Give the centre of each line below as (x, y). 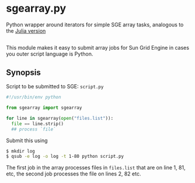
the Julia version (26, 30)
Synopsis (23, 72)
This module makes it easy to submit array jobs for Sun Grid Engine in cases (98, 48)
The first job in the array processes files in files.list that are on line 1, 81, (96, 168)
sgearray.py (36, 8)
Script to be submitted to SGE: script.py (55, 87)
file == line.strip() (38, 124)
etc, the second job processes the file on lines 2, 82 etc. (74, 174)
